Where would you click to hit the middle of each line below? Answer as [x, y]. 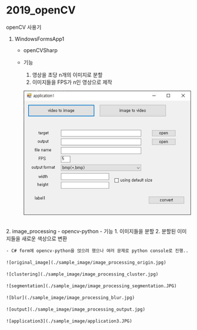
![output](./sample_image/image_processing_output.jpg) [76, 309]
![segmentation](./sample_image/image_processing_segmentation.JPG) [91, 286]
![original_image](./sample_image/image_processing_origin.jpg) [86, 262]
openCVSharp [40, 50]
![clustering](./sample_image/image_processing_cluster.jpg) [82, 274]
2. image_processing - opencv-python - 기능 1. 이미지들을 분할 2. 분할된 [91, 231]
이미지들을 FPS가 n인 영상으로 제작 [72, 82]
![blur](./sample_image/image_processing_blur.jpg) [70, 297]
